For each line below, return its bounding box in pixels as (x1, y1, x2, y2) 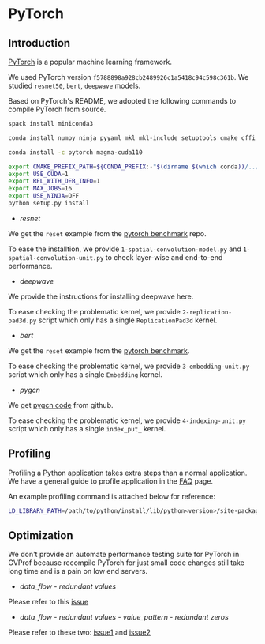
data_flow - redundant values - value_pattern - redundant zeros (19, 612, 229, 622)
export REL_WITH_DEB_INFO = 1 (8, 177, 101, 186)
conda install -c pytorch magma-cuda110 (8, 148, 144, 156)
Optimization (8, 529, 73, 542)
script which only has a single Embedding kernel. (8, 369, 163, 379)
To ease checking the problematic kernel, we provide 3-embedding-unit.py (8, 361, 250, 371)
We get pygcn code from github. (8, 400, 114, 409)
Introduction (8, 36, 71, 50)
